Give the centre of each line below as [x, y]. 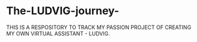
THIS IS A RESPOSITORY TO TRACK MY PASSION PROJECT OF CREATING [99, 27]
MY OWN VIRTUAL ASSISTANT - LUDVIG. [58, 33]
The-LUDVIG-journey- [63, 11]
